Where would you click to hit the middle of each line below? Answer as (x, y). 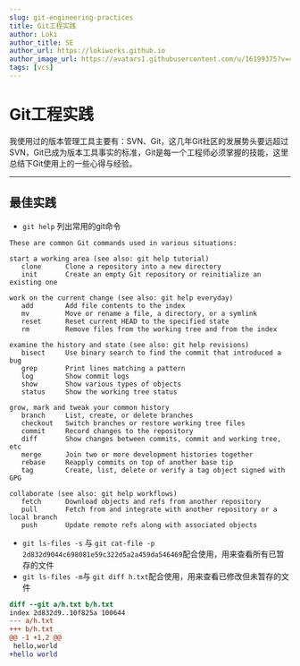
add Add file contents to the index (103, 305)
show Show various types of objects (101, 384)
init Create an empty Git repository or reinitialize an (141, 274)
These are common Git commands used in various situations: (124, 243)
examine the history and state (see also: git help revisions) (129, 345)
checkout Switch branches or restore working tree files (133, 423)
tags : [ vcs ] (31, 68)
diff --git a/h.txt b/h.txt (62, 604)
